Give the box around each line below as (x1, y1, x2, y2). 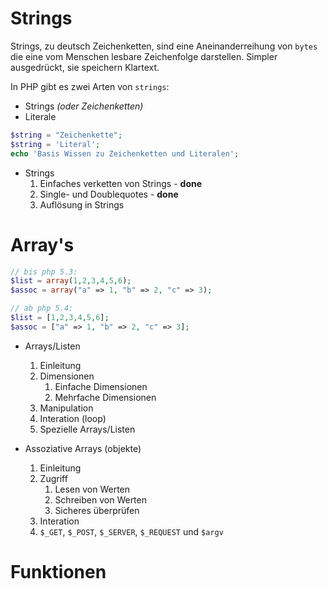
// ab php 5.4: (10, 303, 74, 314)
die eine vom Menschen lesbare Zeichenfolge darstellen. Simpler (10, 50, 278, 62)
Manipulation (39, 402, 94, 414)
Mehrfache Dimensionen (54, 391, 157, 403)
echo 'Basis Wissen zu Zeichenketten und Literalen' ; (10, 148, 240, 159)
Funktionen (10, 560, 107, 583)
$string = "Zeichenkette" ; (10, 130, 123, 140)
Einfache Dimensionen (54, 380, 148, 392)
